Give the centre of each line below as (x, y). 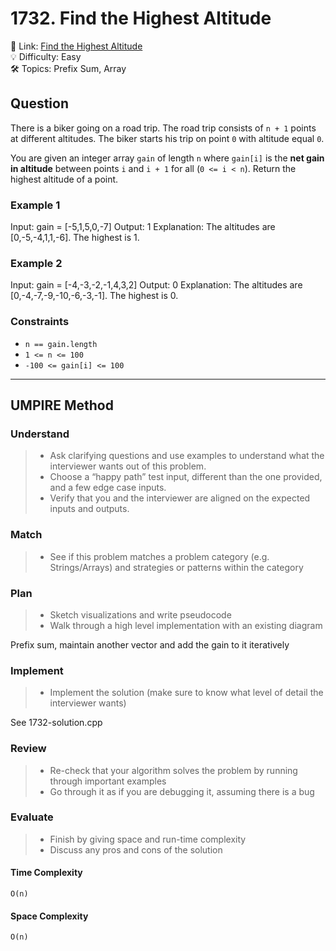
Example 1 (35, 205)
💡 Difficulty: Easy (46, 56)
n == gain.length (61, 344)
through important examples (108, 781)
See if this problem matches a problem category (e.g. (159, 556)
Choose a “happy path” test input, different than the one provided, (186, 477)
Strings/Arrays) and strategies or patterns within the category (176, 567)
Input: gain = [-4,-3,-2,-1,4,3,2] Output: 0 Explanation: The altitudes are (156, 285)
